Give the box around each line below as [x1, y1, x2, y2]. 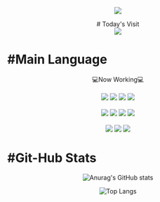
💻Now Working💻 [92, 75, 144, 84]
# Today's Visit [96, 20, 140, 28]
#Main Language [7, 51, 107, 68]
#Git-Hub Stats [7, 150, 97, 166]
